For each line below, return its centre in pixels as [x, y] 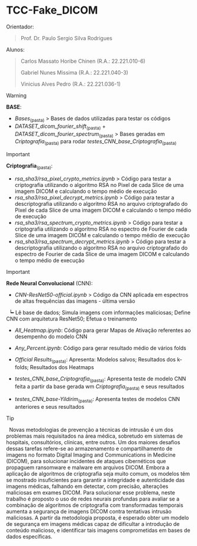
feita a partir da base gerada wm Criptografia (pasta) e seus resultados [99, 387]
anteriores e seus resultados [49, 407]
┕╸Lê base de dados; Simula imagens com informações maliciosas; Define [100, 312]
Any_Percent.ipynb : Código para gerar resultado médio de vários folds [100, 348]
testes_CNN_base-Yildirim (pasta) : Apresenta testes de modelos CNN [97, 400]
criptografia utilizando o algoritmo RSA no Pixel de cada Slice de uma [99, 185]
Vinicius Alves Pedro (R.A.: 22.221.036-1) [71, 84]
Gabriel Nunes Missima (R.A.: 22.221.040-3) [74, 72]
